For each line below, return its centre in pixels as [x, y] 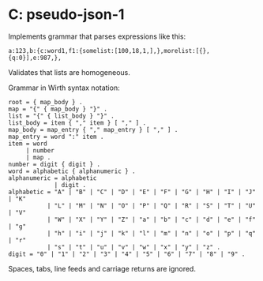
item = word [28, 144]
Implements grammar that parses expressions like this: [97, 36]
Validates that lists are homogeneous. [69, 72]
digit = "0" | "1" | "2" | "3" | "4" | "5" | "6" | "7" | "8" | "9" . [127, 254]
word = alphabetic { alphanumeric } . [72, 171]
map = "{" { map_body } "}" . [58, 109]
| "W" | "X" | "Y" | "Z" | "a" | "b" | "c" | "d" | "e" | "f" [152, 219]
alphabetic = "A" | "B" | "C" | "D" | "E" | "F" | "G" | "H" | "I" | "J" [132, 192]
